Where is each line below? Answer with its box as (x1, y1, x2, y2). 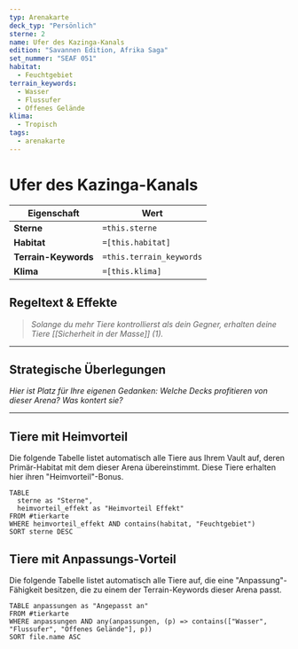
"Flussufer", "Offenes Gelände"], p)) (9, 624, 153, 634)
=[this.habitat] (101, 237, 171, 247)
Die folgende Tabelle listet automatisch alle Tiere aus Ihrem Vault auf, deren (9, 453, 286, 464)
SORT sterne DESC (9, 528, 74, 536)
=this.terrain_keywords (101, 252, 202, 262)
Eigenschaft (27, 207, 80, 219)
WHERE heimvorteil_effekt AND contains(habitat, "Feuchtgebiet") (9, 520, 255, 528)
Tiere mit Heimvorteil (9, 429, 129, 444)
